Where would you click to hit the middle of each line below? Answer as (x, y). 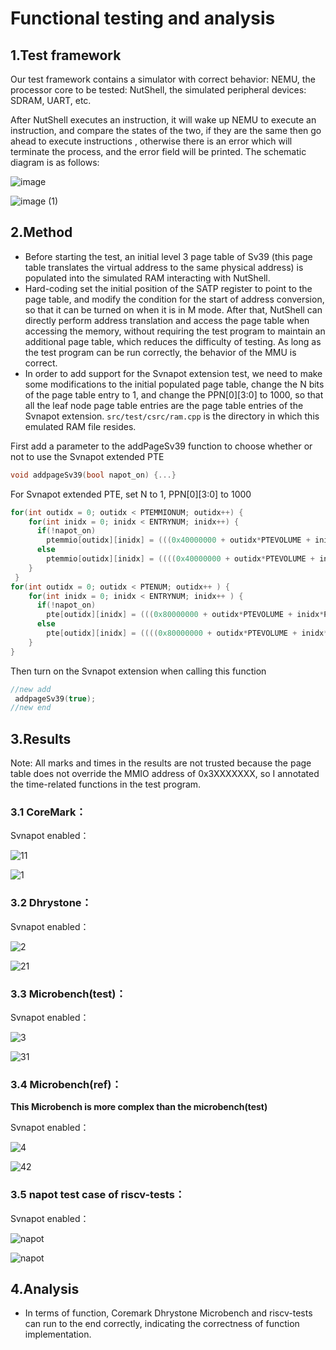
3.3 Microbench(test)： (68, 994)
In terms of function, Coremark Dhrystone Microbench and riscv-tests (168, 1313)
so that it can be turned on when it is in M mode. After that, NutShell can (173, 309)
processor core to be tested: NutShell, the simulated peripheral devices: (158, 90)
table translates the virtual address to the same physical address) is (164, 267)
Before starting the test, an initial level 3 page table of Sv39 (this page (168, 256)
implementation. (58, 1334)
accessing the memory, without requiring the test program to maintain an (175, 331)
